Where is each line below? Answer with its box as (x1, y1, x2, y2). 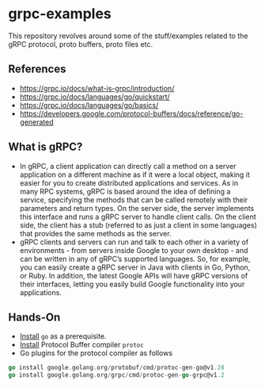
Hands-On (8, 310, 61, 324)
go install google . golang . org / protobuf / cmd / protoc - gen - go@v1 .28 (8, 364, 225, 372)
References (8, 63, 66, 76)
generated (19, 117, 54, 127)
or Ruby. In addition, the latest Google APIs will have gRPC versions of (19, 270, 248, 280)
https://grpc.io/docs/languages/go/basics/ (19, 100, 159, 109)
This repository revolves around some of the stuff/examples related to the (8, 31, 248, 40)
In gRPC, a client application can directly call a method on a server (19, 161, 237, 171)
